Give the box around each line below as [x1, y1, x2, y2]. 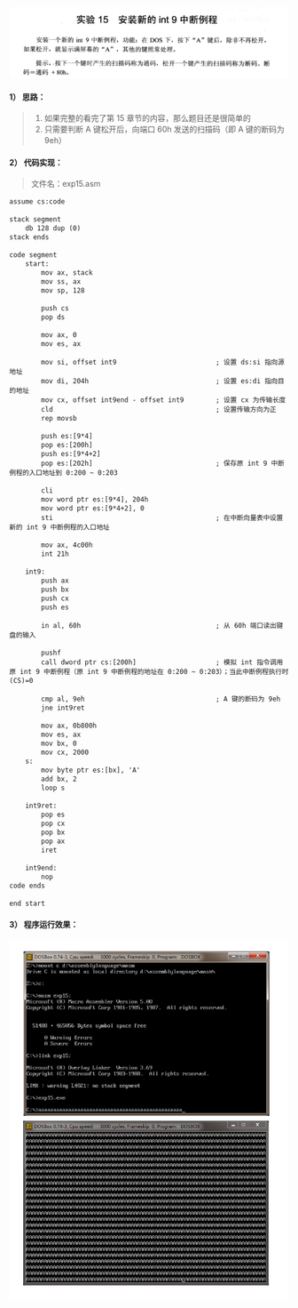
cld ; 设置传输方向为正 [41, 405, 277, 414]
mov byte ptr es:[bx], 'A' [41, 766, 141, 775]
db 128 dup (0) [25, 224, 82, 233]
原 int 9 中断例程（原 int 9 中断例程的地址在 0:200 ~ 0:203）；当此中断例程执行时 [9, 668, 289, 677]
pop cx [41, 819, 66, 829]
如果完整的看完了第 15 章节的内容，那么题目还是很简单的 [43, 113, 251, 124]
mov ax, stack [41, 269, 93, 277]
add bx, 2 [41, 774, 77, 784]
